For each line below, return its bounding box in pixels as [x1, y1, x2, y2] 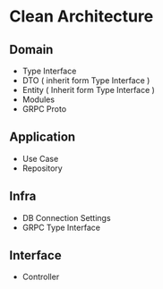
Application [9, 130, 76, 145]
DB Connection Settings [21, 212, 111, 223]
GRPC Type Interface [21, 222, 101, 233]
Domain [9, 42, 54, 57]
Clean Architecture [9, 6, 154, 27]
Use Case [21, 153, 59, 164]
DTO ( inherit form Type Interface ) [21, 75, 150, 86]
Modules [21, 94, 56, 105]
